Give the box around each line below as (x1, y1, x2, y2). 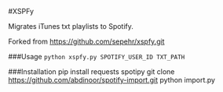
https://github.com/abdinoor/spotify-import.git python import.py (8, 76, 216, 84)
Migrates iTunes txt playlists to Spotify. (8, 22, 133, 30)
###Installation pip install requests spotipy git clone (8, 67, 175, 76)
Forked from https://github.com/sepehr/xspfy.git (8, 37, 165, 46)
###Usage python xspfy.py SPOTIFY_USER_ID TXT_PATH (8, 52, 185, 61)
